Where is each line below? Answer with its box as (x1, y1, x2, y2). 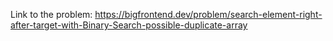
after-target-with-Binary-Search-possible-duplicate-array (10, 19, 248, 31)
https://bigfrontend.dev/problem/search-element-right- (94, 9, 323, 20)
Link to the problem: (10, 9, 93, 20)
